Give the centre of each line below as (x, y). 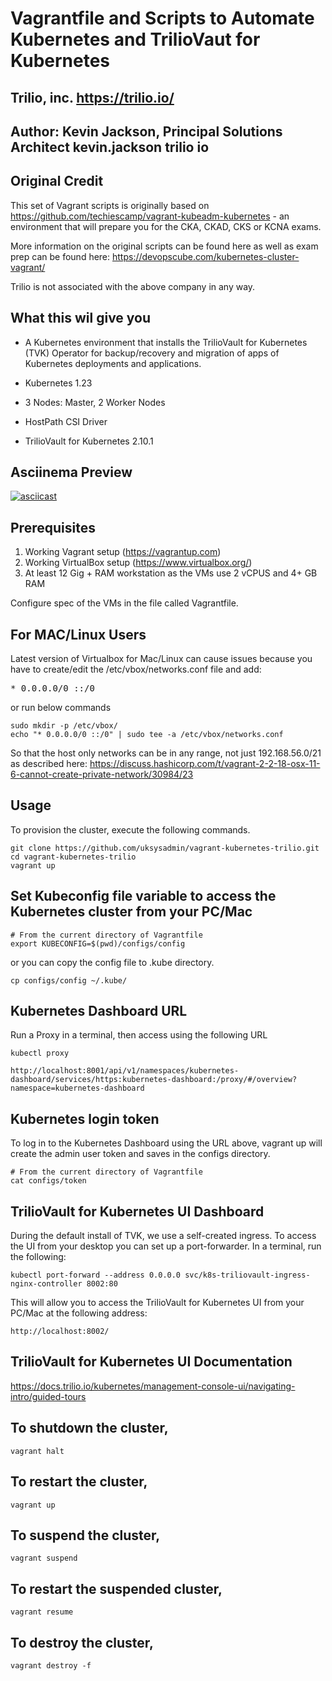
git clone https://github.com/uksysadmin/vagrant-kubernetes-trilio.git (165, 848)
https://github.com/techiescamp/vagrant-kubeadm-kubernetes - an (150, 216)
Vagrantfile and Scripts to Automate (162, 18)
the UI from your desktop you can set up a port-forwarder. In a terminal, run (166, 1246)
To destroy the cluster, (82, 1642)
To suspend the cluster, (85, 1535)
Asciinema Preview (71, 472)
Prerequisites (53, 527)
